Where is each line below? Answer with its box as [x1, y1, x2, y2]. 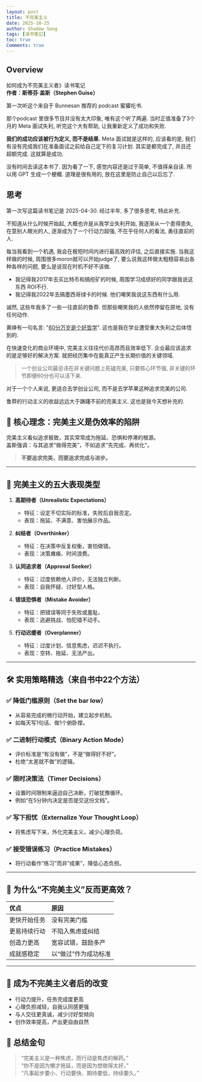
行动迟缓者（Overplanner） [14, 629, 85, 637]
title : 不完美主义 [6, 14, 48, 20]
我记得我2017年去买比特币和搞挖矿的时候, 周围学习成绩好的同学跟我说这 [14, 275, 194, 283]
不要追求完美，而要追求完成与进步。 [20, 455, 111, 462]
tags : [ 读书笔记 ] [6, 31, 46, 37]
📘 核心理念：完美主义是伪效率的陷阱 [6, 417, 140, 427]
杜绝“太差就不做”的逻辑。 [14, 758, 78, 766]
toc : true [6, 37, 31, 43]
